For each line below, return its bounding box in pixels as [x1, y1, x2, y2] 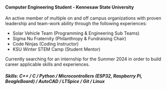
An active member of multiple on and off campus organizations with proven [5, 15, 162, 21]
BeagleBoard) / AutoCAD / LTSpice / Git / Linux [5, 78, 105, 84]
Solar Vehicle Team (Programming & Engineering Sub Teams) [12, 30, 140, 36]
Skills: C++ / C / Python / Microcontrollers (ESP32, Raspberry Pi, [5, 73, 142, 79]
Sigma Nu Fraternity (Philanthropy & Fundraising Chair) [12, 36, 127, 42]
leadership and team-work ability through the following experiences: [5, 21, 147, 27]
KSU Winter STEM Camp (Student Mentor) [12, 46, 101, 52]
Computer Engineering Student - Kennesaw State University [5, 4, 134, 10]
